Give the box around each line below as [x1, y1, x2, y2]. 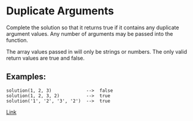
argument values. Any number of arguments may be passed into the [6, 30, 173, 37]
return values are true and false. [6, 54, 85, 61]
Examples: [6, 72, 46, 82]
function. [6, 36, 29, 44]
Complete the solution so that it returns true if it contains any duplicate [6, 24, 179, 31]
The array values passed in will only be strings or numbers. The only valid [6, 48, 188, 55]
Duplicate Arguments [6, 4, 114, 18]
